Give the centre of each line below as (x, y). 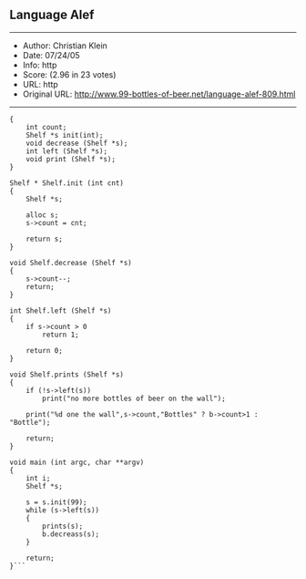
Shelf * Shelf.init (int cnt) (67, 183)
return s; (45, 239)
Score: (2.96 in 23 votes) (69, 74)
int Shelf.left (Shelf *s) (61, 310)
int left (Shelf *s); (66, 151)
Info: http (40, 65)
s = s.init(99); (57, 502)
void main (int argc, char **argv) (77, 462)
